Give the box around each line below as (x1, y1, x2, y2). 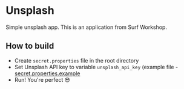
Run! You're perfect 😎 (14, 76, 71, 83)
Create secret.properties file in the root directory (14, 57, 139, 64)
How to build (5, 41, 54, 51)
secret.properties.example (14, 70, 80, 77)
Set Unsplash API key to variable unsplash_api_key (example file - (14, 63, 179, 70)
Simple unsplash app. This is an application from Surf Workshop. (5, 23, 168, 31)
